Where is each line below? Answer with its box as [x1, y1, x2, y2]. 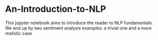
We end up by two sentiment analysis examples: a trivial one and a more [5, 25, 152, 31]
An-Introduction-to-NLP [5, 3, 106, 15]
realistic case [5, 30, 32, 36]
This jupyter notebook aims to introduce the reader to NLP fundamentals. [5, 20, 154, 26]
